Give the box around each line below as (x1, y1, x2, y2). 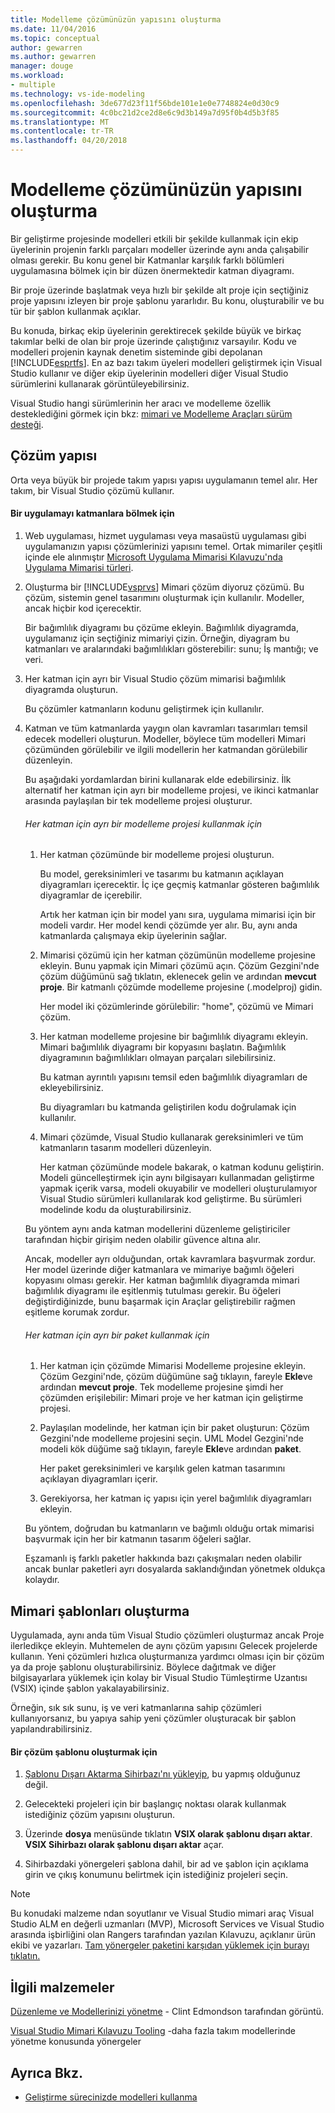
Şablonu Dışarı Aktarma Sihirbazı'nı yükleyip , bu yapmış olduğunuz (24, 1768, 302, 1780)
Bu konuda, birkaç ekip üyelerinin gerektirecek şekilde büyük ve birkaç (10, 324, 302, 336)
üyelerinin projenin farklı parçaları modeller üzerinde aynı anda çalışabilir (10, 243, 309, 255)
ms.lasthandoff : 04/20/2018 (10, 136, 128, 146)
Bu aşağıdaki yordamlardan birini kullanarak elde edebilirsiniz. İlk (24, 773, 292, 785)
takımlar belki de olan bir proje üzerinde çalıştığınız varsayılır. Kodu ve (10, 335, 297, 347)
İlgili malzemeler (10, 1979, 115, 1996)
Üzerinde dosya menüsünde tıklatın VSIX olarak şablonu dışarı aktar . (24, 1828, 313, 1840)
